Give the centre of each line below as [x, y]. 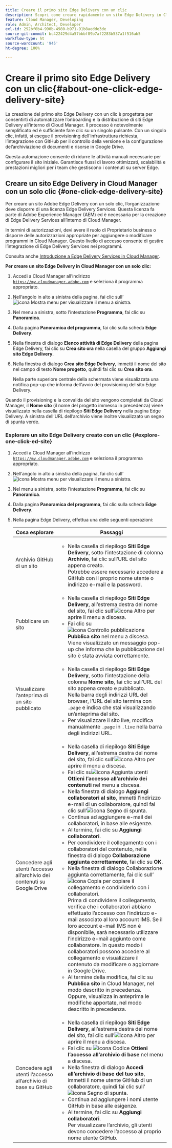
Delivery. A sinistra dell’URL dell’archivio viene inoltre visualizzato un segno [85, 416]
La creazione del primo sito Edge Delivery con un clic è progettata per [79, 114]
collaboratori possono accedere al [109, 951]
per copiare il [119, 881]
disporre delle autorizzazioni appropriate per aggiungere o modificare [79, 236]
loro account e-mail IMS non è [104, 926]
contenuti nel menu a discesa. [104, 785]
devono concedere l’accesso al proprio [114, 1131]
